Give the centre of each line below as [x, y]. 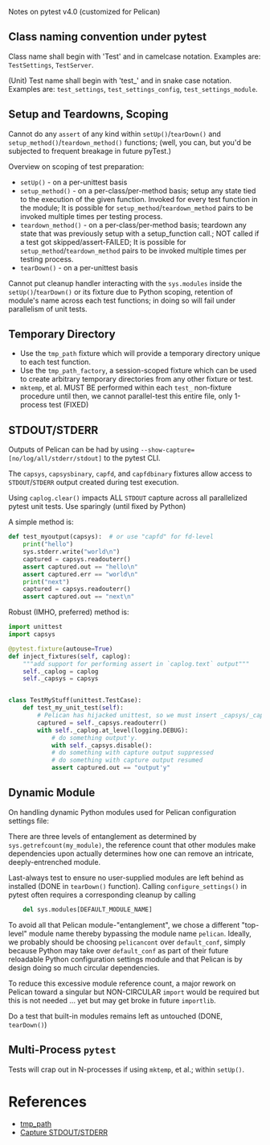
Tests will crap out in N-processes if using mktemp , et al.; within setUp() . [127, 1069]
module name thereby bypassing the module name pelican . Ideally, [140, 933]
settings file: [29, 821]
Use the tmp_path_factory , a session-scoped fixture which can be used [138, 370]
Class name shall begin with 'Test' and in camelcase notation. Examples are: [135, 56]
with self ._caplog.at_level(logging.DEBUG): [113, 730]
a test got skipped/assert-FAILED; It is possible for [103, 242]
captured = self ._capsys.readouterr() [102, 723]
